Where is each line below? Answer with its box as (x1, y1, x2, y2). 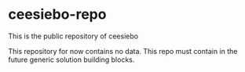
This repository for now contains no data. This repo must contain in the (8, 46, 238, 56)
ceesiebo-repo (8, 5, 107, 23)
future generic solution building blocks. (8, 55, 135, 64)
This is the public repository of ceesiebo (8, 31, 139, 41)
